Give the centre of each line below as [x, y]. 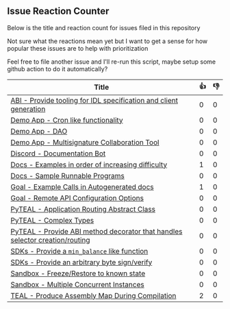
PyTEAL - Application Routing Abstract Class [83, 209]
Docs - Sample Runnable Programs [68, 175]
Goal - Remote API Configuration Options [77, 198]
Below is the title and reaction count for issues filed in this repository [104, 27]
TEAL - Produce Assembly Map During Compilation [93, 295]
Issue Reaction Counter [58, 11]
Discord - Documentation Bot [58, 153]
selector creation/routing [50, 240]
